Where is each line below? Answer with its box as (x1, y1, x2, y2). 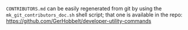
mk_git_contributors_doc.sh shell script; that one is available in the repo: (6, 11, 183, 18)
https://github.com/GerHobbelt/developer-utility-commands (6, 18, 152, 24)
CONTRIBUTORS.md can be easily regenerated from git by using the (6, 5, 162, 12)
